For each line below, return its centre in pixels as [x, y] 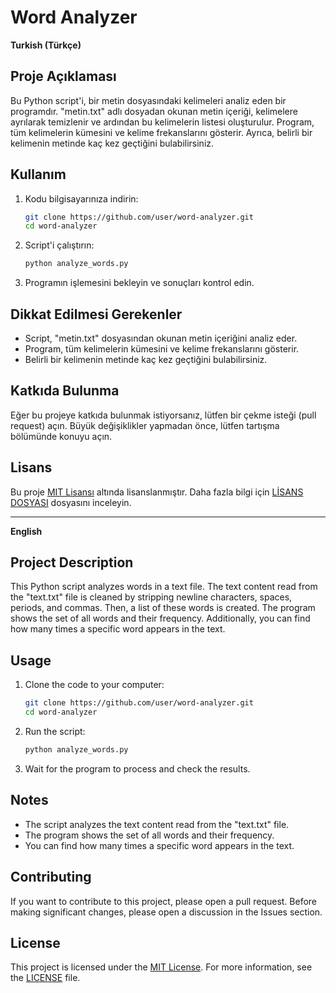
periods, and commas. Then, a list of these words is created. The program [163, 608]
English [26, 531]
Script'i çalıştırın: [59, 245]
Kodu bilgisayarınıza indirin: [81, 198]
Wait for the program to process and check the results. [137, 768]
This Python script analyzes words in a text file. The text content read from [164, 587]
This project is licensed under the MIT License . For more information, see [161, 967]
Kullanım [38, 174]
